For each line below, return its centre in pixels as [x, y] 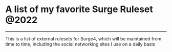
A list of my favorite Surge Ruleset [79, 9]
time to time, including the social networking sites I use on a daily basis [80, 44]
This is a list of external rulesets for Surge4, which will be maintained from [83, 38]
